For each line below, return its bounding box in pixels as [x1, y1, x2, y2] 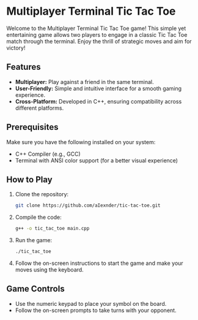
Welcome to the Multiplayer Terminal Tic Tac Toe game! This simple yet [6, 25, 186, 32]
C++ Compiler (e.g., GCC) [15, 150, 81, 158]
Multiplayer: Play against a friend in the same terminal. [15, 78, 154, 85]
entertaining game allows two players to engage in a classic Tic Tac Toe [6, 31, 188, 38]
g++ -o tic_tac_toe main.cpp [15, 226, 90, 232]
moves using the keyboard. [15, 266, 84, 273]
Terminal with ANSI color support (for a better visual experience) [15, 156, 178, 164]
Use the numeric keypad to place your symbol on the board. [15, 300, 167, 307]
